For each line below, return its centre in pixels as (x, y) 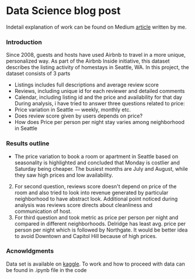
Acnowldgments (30, 251)
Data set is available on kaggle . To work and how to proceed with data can (95, 264)
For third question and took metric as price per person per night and (96, 217)
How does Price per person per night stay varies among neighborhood (100, 122)
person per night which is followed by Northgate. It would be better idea (101, 230)
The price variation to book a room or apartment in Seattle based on (96, 156)
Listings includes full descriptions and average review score (87, 85)
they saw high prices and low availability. (64, 175)
